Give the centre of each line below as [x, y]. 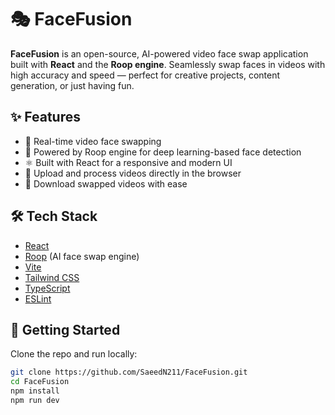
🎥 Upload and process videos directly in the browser [133, 173]
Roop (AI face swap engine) [82, 256]
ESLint [38, 298]
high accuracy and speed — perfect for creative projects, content [145, 75]
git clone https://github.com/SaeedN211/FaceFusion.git [129, 372]
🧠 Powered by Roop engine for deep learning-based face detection [163, 152]
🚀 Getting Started [65, 329]
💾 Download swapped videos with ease [106, 183]
